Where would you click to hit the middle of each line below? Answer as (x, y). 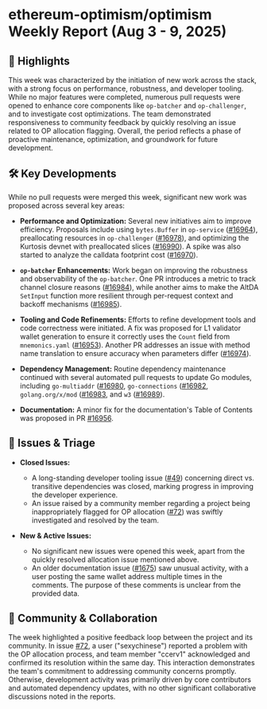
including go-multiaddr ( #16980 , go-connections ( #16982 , (114, 386)
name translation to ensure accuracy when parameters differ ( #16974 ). (135, 353)
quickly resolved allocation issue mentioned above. (115, 559)
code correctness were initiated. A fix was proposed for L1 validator (130, 327)
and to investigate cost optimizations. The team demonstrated (110, 114)
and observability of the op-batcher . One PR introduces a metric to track (138, 278)
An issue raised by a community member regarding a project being (141, 503)
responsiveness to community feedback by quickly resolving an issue (122, 122)
